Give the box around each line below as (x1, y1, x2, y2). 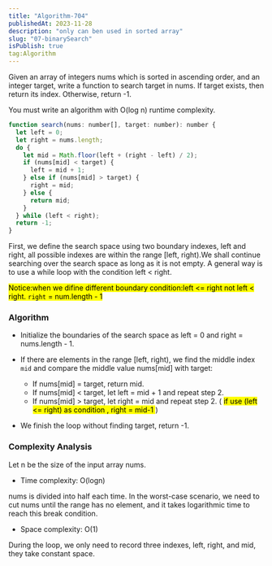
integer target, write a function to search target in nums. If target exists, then (8, 81, 265, 90)
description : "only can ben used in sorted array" (8, 27, 183, 35)
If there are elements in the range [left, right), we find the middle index (19, 355, 256, 364)
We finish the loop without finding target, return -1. (19, 420, 189, 431)
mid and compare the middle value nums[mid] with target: (19, 364, 214, 373)
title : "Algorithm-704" (8, 11, 89, 20)
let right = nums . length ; (15, 136, 104, 144)
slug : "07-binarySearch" (8, 34, 93, 43)
